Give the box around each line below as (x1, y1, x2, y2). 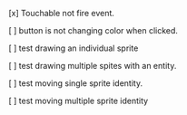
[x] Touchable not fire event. (8, 8, 115, 18)
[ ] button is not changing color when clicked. (8, 25, 179, 35)
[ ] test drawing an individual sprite (8, 43, 139, 53)
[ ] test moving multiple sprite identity (8, 95, 149, 106)
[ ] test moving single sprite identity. (8, 78, 143, 89)
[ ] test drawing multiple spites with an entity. (8, 61, 177, 71)
